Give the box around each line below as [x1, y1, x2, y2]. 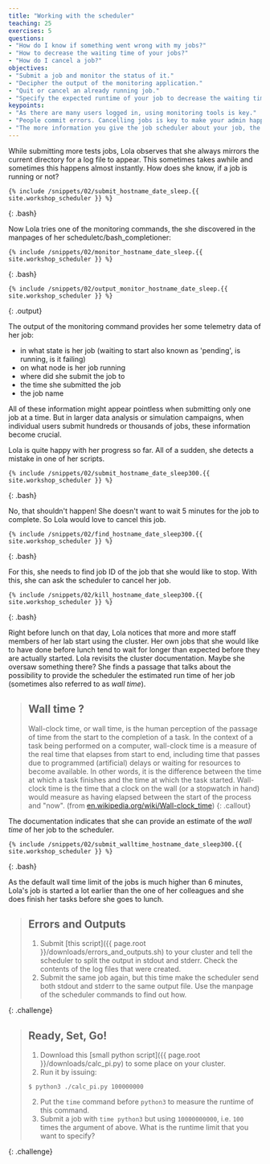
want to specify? [39, 1131, 96, 1141]
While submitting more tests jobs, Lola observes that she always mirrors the [8, 146, 260, 155]
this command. [39, 1105, 90, 1115]
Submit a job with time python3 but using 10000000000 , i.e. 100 [39, 1114, 244, 1124]
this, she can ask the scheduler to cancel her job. [8, 575, 171, 585]
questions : [8, 34, 45, 43]
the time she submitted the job [19, 380, 121, 389]
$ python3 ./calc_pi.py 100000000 [27, 1083, 144, 1091]
